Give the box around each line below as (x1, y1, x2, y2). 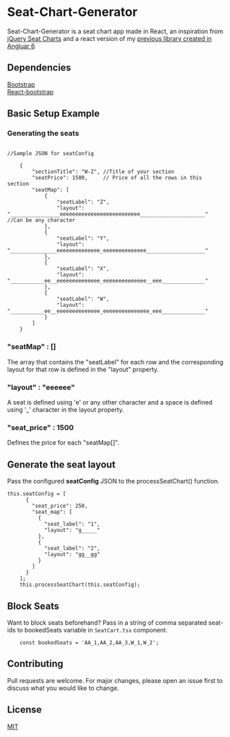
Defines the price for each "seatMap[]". (7, 438, 119, 447)
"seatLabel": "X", (56, 265, 110, 272)
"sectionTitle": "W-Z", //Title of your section (32, 168, 175, 175)
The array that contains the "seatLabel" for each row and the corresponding (7, 357, 224, 366)
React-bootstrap (7, 87, 54, 96)
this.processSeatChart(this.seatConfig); (19, 581, 140, 589)
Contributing (7, 658, 64, 670)
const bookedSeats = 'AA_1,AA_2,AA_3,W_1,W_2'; (19, 639, 159, 646)
